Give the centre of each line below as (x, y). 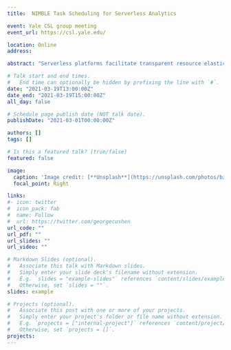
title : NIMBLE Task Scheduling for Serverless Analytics (92, 13)
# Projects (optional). (41, 304)
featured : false (30, 158)
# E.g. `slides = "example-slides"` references (80, 279)
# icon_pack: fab (33, 209)
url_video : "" (27, 247)
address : (20, 51)
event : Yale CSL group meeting (52, 26)
